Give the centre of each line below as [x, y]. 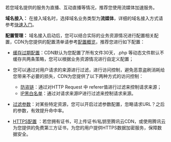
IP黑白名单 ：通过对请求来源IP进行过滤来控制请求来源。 [78, 93]
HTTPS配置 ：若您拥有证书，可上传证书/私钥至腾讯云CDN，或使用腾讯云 [89, 121]
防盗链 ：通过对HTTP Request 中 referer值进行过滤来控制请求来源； [91, 87]
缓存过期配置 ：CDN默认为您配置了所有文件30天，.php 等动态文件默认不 [88, 53]
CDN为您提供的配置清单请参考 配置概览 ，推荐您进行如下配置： [79, 42]
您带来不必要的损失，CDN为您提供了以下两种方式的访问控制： [78, 76]
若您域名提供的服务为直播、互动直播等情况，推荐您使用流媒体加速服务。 [81, 7]
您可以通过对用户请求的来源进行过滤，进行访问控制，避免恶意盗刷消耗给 [89, 70]
